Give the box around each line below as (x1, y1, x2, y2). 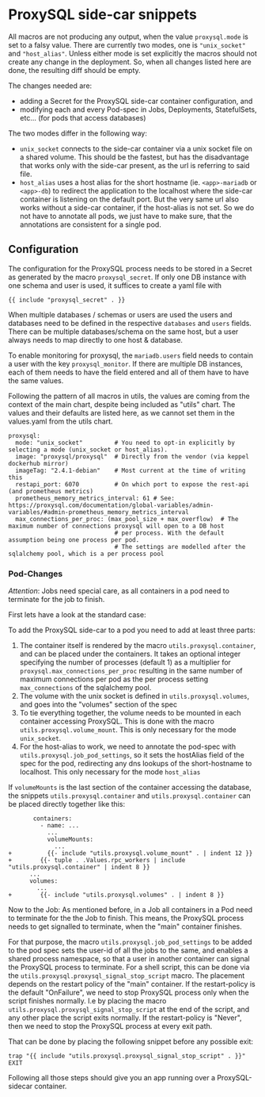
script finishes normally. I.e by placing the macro (8, 996, 167, 1006)
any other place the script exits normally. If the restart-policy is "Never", (8, 1013, 243, 1022)
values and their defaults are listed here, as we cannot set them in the (8, 408, 236, 417)
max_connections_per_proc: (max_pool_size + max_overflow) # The (15, 515, 239, 523)
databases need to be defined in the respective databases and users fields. (8, 318, 252, 328)
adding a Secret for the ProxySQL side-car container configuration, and (19, 96, 253, 105)
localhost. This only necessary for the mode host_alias (19, 767, 201, 777)
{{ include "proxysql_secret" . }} (8, 296, 126, 304)
